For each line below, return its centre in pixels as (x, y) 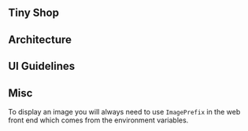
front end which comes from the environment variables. (98, 120)
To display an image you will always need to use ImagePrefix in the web (124, 111)
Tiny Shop (33, 13)
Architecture (40, 40)
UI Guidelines (42, 66)
